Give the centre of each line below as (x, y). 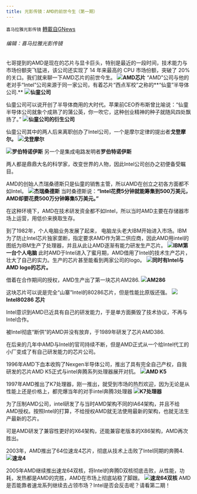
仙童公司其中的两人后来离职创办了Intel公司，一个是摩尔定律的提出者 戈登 (94, 131)
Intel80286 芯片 (26, 299)
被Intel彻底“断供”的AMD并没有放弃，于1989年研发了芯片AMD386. (86, 331)
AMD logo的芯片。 (29, 267)
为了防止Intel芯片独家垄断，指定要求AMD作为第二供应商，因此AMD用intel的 (98, 238)
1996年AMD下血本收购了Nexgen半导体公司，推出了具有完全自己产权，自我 (96, 364)
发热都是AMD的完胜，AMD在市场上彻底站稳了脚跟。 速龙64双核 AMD (103, 478)
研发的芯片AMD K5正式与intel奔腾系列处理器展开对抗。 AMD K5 (86, 371)
